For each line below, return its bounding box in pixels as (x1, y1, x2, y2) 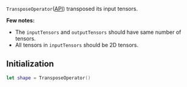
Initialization (6, 59, 55, 69)
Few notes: (6, 17, 35, 24)
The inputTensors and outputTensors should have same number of (15, 28, 182, 36)
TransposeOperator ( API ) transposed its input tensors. (6, 5, 138, 12)
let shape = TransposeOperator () (6, 75, 91, 81)
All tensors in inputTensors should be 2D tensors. (15, 42, 138, 48)
